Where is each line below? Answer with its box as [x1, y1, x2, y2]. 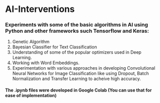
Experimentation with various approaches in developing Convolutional [12, 65, 156, 71]
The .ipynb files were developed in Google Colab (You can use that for [5, 87, 152, 93]
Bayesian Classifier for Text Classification [12, 44, 98, 50]
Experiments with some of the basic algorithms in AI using [5, 21, 149, 28]
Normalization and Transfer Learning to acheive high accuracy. [12, 76, 141, 82]
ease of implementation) [5, 93, 57, 99]
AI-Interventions [5, 3, 75, 15]
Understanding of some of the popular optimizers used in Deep [12, 49, 142, 55]
